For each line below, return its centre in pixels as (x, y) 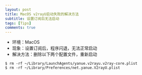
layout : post (18, 9)
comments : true (20, 28)
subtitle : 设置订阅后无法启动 (32, 19)
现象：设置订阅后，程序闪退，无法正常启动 (55, 48)
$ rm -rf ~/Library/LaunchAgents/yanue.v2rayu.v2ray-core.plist (71, 64)
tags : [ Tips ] (18, 23)
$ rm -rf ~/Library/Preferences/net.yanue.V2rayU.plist (63, 68)
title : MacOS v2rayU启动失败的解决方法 (42, 14)
